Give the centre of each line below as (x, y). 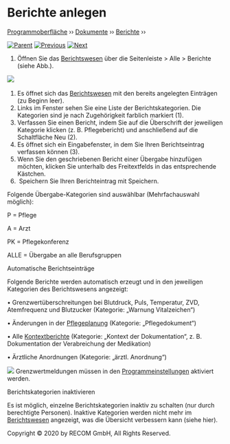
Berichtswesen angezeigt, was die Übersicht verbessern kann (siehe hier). (113, 420)
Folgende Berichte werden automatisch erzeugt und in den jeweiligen (105, 282)
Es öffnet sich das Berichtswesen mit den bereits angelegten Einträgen (117, 93)
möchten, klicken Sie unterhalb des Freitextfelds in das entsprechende (116, 166)
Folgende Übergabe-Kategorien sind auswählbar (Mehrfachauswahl (104, 194)
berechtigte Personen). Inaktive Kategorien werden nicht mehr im (100, 412)
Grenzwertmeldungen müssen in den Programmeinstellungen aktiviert (115, 371)
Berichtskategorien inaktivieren (51, 392)
